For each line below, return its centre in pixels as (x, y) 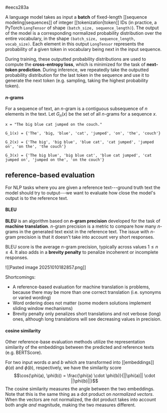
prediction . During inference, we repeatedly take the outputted (83, 70)
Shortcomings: (20, 277)
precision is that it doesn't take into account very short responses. (86, 237)
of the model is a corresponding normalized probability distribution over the (83, 33)
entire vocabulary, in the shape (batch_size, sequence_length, (70, 38)
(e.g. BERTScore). (24, 352)
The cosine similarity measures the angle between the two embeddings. (80, 389)
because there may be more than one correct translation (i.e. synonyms (87, 292)
